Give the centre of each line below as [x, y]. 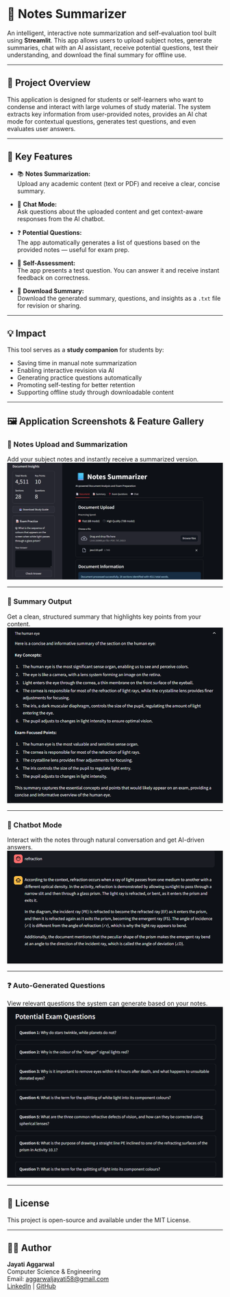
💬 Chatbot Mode [35, 825]
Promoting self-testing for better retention [76, 385]
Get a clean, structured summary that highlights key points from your [104, 617]
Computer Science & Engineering [54, 1272]
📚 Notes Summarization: [54, 174]
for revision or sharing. [49, 306]
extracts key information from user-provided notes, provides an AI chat [107, 114]
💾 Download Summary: [50, 290]
